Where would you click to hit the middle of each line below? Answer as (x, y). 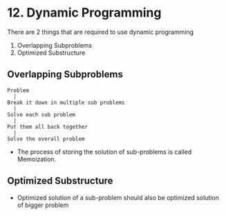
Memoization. (37, 159)
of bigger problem (43, 205)
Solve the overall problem (46, 139)
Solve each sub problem (41, 115)
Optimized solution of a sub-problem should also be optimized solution (118, 197)
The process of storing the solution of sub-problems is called (104, 152)
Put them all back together (48, 127)
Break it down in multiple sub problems (66, 102)
